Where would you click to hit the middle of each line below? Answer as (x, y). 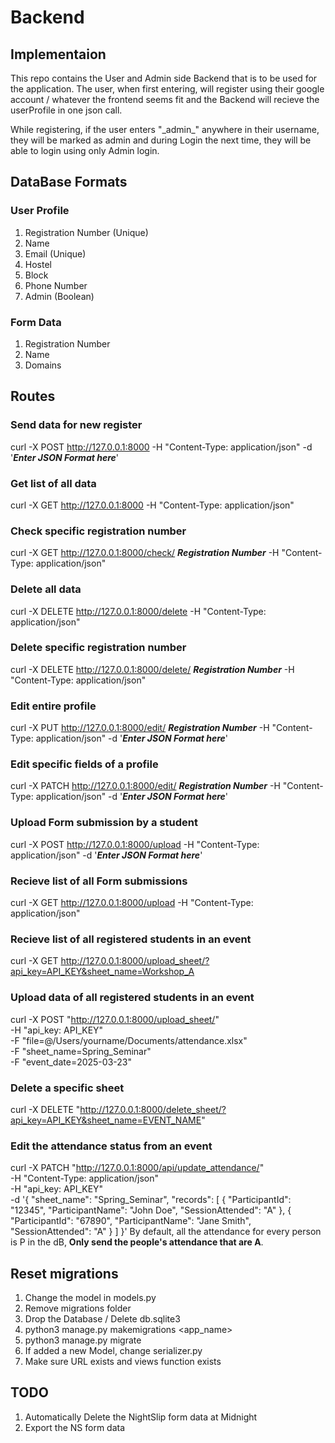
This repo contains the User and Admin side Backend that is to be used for (164, 78)
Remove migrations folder (78, 1308)
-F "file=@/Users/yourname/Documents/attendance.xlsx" (129, 1040)
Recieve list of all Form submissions (99, 881)
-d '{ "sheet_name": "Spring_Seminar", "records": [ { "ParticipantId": (151, 1200)
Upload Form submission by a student (104, 823)
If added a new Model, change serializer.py (113, 1351)
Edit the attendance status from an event (111, 1146)
